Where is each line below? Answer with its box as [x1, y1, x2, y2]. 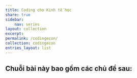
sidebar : [5, 17, 24, 22]
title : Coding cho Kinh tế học [5, 7, 72, 13]
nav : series [14, 21, 40, 27]
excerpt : [5, 31, 24, 36]
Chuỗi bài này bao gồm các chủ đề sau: [5, 64, 132, 73]
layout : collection [5, 27, 47, 32]
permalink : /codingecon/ [5, 36, 58, 41]
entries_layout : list [5, 45, 51, 50]
